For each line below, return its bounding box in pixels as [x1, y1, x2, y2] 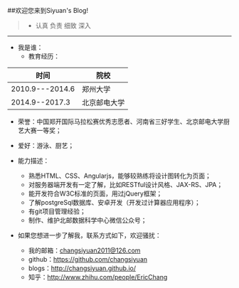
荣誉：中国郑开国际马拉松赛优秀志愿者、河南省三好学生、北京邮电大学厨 [17, 117, 230, 126]
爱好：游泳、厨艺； [17, 142, 75, 149]
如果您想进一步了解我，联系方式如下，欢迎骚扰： [17, 231, 161, 240]
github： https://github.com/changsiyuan [28, 255, 148, 263]
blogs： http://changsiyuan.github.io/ [28, 264, 137, 272]
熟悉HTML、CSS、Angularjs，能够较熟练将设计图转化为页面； [28, 171, 212, 180]
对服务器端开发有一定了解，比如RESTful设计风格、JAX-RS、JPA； [28, 181, 223, 188]
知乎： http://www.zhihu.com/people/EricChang [28, 273, 168, 281]
